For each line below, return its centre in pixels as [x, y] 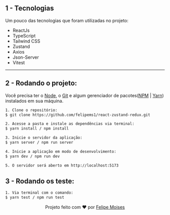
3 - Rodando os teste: [40, 181]
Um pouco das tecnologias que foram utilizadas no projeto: [67, 20]
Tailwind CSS [26, 41]
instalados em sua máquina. [34, 101]
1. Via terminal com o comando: [39, 193]
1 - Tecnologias [30, 8]
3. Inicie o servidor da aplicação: [44, 138]
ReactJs [21, 30]
